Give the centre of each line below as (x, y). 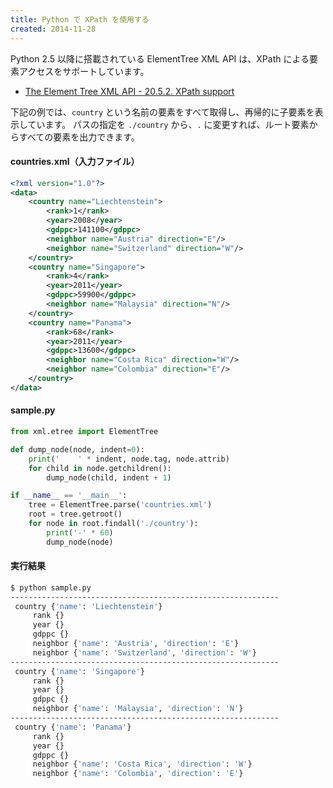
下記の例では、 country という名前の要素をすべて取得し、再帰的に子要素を (162, 112)
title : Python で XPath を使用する (80, 19)
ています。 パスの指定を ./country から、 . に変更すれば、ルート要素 (168, 124)
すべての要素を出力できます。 (79, 137)
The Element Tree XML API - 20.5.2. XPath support (129, 91)
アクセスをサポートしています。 (84, 71)
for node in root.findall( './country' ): (113, 524)
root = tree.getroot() (75, 514)
